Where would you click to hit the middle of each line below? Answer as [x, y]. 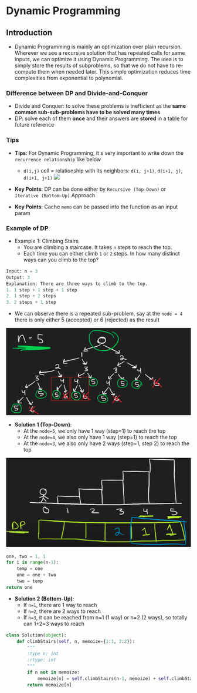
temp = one [30, 569]
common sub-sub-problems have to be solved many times [87, 112]
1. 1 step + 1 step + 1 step [42, 290]
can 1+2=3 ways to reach [54, 624]
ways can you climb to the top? [61, 260]
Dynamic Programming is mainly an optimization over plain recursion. [98, 47]
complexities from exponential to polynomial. [69, 78]
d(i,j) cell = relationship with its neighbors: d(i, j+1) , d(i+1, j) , [103, 170]
